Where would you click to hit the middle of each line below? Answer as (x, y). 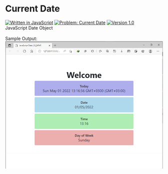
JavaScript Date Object (29, 27)
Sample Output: (21, 38)
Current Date (32, 9)
